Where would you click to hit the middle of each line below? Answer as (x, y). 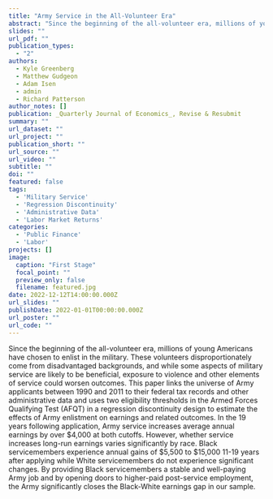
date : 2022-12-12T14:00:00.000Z (63, 295)
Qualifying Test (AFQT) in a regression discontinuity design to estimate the (133, 409)
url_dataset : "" (36, 129)
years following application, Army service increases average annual (121, 426)
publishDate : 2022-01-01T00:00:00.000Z (76, 310)
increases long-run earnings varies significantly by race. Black (113, 443)
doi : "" (22, 174)
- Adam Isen (36, 84)
